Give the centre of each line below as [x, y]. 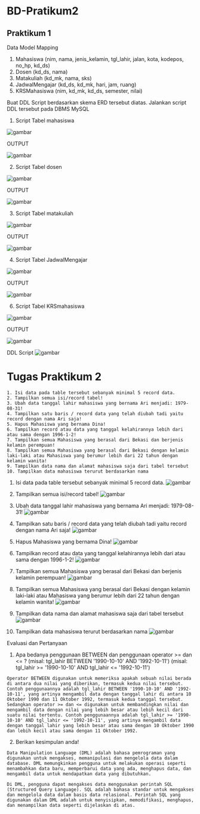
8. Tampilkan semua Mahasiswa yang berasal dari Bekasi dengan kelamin [98, 450]
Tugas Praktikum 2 [54, 377]
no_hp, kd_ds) [33, 65]
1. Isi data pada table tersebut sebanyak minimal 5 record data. [91, 393]
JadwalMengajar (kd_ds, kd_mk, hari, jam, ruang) [76, 84]
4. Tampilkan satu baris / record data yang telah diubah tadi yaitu [95, 414]
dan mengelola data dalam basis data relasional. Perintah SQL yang [94, 795]
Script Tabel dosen [39, 167]
